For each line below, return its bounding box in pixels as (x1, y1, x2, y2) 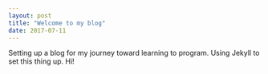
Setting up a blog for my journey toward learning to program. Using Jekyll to (8, 49, 260, 58)
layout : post (8, 11, 52, 20)
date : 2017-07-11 (8, 26, 67, 34)
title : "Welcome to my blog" (8, 19, 106, 27)
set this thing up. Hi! (8, 56, 75, 66)
